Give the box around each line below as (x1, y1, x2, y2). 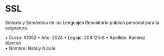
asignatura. (5, 24, 28, 30)
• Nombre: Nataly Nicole (5, 45, 56, 51)
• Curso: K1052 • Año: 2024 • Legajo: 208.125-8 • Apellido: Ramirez (5, 34, 146, 40)
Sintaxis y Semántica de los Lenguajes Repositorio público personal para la (5, 19, 160, 25)
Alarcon (5, 39, 21, 45)
